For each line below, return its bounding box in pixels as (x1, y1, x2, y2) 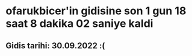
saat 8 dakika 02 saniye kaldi (5, 17, 153, 30)
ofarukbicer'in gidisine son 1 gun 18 (5, 4, 187, 18)
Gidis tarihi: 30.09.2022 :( (5, 41, 105, 51)
